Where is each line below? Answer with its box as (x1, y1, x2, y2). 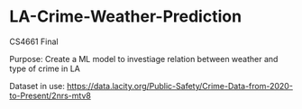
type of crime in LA (9, 63, 81, 74)
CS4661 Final (9, 36, 59, 47)
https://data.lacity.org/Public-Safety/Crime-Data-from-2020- (66, 80, 293, 91)
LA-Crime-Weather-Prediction (9, 6, 242, 27)
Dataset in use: (9, 80, 66, 91)
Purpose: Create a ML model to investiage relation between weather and (9, 53, 279, 64)
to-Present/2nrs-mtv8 (9, 90, 92, 101)
